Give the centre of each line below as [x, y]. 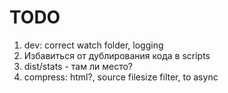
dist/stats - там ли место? [78, 66]
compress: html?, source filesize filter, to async [121, 77]
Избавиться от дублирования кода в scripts [117, 55]
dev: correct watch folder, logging [93, 45]
